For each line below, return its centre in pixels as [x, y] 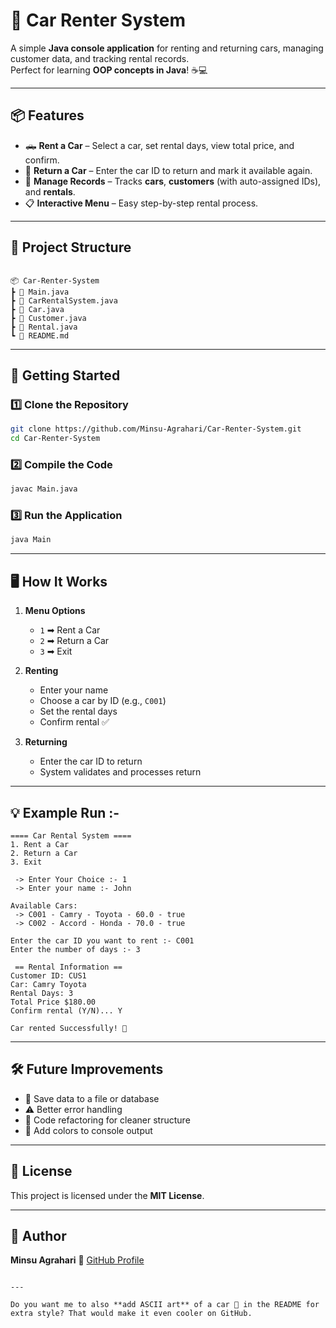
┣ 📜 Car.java [37, 309]
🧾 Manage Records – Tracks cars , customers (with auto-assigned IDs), [173, 181]
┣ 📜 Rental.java [44, 327]
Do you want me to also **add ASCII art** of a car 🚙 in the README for [165, 1305]
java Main [31, 540]
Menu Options [55, 611]
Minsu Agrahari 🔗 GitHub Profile [77, 1260]
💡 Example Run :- [65, 812]
